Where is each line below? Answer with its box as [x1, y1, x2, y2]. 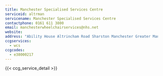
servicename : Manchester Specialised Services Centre [5, 16, 116, 21]
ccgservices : [5, 39, 32, 44]
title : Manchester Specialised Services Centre [5, 7, 103, 12]
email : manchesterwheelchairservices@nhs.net [5, 25, 98, 30]
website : [5, 30, 23, 34]
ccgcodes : [5, 47, 25, 52]
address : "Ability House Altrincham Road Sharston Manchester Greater [5, 34, 151, 39]
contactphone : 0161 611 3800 [5, 20, 64, 26]
